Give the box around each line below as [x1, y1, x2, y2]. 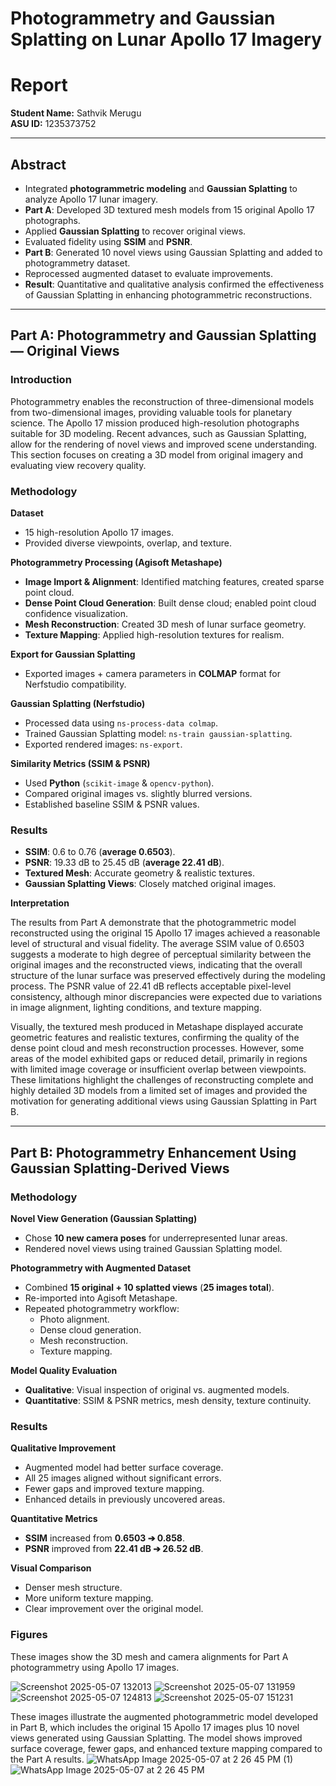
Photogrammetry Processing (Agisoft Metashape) [10, 556, 223, 568]
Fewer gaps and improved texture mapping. [24, 1483, 205, 1495]
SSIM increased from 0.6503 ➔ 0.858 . [24, 1532, 186, 1544]
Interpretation [10, 897, 70, 909]
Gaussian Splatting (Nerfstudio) [10, 697, 146, 709]
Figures [10, 1628, 48, 1642]
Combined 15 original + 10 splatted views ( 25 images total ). [24, 1281, 275, 1293]
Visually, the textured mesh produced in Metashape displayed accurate [10, 1021, 304, 1033]
